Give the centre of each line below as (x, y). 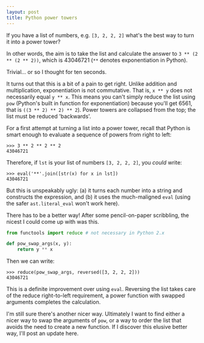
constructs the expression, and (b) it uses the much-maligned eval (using (98, 197)
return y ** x (35, 249)
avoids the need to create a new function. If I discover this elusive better (97, 327)
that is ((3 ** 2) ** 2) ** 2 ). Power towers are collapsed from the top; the (101, 109)
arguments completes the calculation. (54, 302)
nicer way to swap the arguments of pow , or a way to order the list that (94, 320)
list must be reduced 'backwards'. (49, 116)
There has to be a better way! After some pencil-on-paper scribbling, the (98, 215)
